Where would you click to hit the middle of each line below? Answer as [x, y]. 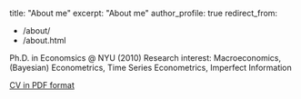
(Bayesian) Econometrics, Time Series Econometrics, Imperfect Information [151, 68]
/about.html [44, 40]
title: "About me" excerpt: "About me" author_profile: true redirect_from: [144, 13]
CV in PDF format [42, 85]
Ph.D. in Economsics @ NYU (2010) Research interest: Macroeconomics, [145, 58]
